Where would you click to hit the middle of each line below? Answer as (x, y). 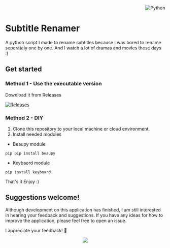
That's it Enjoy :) (22, 181)
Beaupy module (29, 144)
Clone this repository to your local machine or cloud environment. (81, 129)
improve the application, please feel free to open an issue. (66, 221)
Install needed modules (37, 134)
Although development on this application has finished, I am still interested (83, 210)
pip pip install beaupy (30, 153)
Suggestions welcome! (42, 197)
